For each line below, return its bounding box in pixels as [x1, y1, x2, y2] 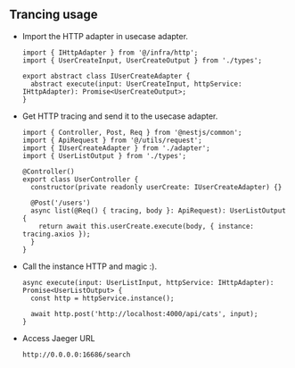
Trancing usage [9, 7, 98, 22]
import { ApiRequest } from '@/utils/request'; [21, 136, 202, 145]
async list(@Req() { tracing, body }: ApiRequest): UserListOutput [30, 205, 287, 215]
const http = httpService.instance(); [30, 294, 175, 303]
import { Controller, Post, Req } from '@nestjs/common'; [21, 128, 242, 137]
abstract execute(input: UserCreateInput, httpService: [30, 79, 242, 88]
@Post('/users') [30, 198, 91, 207]
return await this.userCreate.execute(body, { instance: [38, 222, 255, 230]
